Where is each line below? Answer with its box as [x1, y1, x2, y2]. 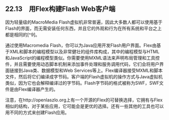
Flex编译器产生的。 [18, 86, 58, 92]
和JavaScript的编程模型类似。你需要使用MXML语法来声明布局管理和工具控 [5, 55, 160, 61]
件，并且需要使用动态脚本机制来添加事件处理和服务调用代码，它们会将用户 [5, 61, 159, 67]
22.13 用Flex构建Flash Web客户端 [5, 5, 116, 14]
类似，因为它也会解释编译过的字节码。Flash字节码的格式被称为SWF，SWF [5, 80, 159, 86]
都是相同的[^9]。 [5, 32, 40, 38]
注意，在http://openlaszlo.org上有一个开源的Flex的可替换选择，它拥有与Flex [5, 97, 163, 103]
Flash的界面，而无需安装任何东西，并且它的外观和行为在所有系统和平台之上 [5, 25, 162, 31]
